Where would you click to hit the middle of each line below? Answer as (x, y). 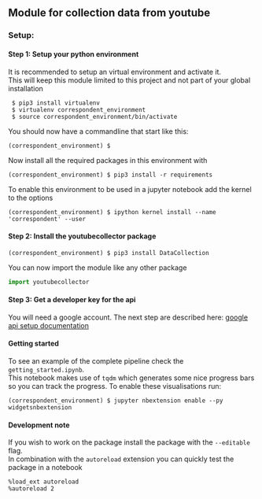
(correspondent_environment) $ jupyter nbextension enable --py (116, 401)
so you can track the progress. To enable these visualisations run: (115, 386)
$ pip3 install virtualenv (56, 103)
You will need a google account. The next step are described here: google (128, 317)
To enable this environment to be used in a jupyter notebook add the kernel (130, 189)
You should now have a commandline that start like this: (98, 131)
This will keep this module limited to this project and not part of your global (129, 80)
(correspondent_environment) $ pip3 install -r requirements (111, 175)
